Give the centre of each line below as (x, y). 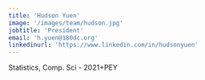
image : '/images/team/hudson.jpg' (66, 23)
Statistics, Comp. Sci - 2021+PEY (63, 67)
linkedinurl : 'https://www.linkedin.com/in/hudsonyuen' (103, 45)
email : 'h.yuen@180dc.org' (53, 38)
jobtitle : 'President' (46, 30)
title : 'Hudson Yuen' (44, 15)
